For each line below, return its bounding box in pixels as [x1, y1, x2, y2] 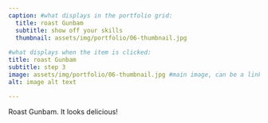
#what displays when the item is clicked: [8, 48, 152, 56]
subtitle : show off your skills [15, 26, 124, 34]
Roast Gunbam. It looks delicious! [8, 106, 118, 116]
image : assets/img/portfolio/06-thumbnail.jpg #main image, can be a [8, 71, 245, 79]
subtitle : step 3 [8, 63, 66, 71]
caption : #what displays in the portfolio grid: [8, 11, 173, 20]
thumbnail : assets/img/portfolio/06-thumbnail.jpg [15, 33, 187, 42]
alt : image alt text [8, 78, 77, 86]
